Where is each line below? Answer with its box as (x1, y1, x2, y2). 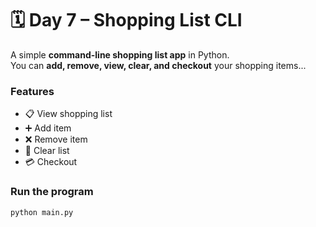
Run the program (10, 185, 94, 199)
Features (10, 84, 55, 98)
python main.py (10, 207, 74, 217)
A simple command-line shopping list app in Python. (10, 48, 230, 61)
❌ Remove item (24, 133, 88, 146)
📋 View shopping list (24, 108, 113, 120)
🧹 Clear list (24, 145, 70, 157)
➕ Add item (24, 122, 72, 134)
